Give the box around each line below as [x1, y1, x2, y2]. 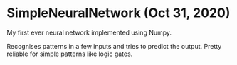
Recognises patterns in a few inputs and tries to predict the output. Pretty [6, 42, 222, 50]
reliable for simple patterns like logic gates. [6, 49, 133, 58]
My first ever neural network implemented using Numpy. [6, 28, 172, 37]
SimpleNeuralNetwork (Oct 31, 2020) [6, 5, 231, 21]
